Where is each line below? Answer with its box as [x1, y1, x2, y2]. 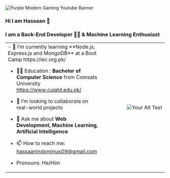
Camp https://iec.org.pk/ [8, 56, 66, 63]
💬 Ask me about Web [16, 115, 67, 122]
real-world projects [16, 104, 63, 111]
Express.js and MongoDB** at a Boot [8, 50, 97, 57]
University [16, 80, 41, 87]
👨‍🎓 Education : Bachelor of [16, 67, 81, 74]
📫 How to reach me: [16, 140, 66, 147]
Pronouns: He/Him [16, 159, 60, 166]
